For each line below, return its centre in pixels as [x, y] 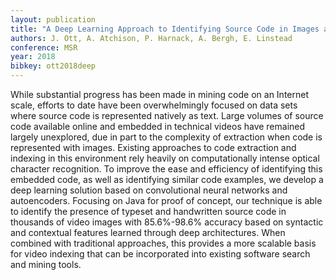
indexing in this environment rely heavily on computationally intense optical [165, 158]
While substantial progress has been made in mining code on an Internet [159, 94]
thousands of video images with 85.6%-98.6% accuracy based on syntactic [167, 222]
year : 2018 [33, 57]
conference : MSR [44, 47]
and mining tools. [46, 264]
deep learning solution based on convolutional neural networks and [149, 190]
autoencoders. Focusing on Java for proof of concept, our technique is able [166, 200]
